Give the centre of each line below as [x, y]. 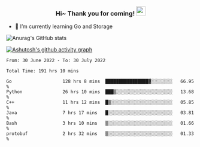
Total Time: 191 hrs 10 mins [43, 71]
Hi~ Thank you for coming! [95, 13]
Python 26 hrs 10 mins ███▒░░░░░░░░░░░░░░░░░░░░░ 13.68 [100, 92]
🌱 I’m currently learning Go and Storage [63, 26]
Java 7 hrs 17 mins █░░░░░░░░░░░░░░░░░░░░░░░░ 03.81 [100, 113]
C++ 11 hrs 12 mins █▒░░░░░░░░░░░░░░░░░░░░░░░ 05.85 [100, 102]
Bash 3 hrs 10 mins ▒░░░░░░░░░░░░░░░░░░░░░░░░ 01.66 [100, 123]
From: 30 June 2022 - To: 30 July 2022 [56, 61]
